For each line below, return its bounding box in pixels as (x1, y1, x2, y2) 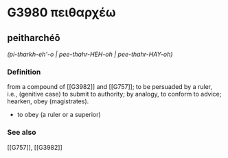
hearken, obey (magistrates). (7, 97, 89, 105)
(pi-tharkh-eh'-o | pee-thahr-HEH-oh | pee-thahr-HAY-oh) (7, 50, 173, 58)
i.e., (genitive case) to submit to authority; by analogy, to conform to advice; (7, 90, 222, 98)
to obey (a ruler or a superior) (16, 111, 101, 119)
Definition (7, 67, 41, 77)
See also (7, 128, 36, 137)
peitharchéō (7, 32, 60, 44)
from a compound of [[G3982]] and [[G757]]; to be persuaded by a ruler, (7, 83, 213, 91)
